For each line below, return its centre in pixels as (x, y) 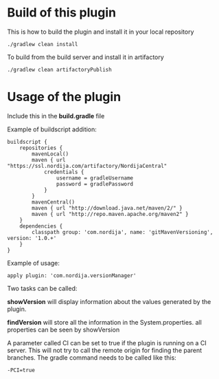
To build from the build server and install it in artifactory (86, 57)
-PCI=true (21, 370)
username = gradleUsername (95, 178)
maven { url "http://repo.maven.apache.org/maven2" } (110, 214)
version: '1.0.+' (32, 238)
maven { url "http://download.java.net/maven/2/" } (107, 208)
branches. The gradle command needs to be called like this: (92, 357)
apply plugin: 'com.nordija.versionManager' (72, 275)
